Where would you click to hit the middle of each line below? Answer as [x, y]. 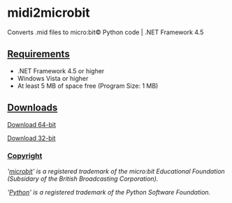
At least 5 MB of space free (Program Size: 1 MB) [88, 86]
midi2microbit [49, 13]
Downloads [32, 108]
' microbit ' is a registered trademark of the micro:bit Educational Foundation [116, 171]
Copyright [25, 156]
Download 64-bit [31, 124]
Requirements [38, 54]
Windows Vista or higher [53, 78]
